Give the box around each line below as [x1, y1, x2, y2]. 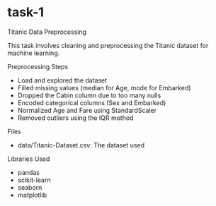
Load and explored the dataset [17, 75, 108, 85]
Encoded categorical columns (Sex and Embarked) [17, 98, 166, 107]
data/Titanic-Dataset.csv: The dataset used [17, 140, 145, 149]
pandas [17, 168, 40, 176]
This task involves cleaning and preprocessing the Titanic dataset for [7, 41, 209, 49]
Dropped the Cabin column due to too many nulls [17, 91, 161, 99]
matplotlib [17, 190, 47, 199]
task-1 [7, 4, 45, 20]
